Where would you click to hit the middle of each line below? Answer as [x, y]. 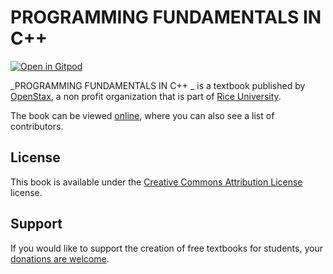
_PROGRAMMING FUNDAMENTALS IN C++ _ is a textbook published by [158, 85]
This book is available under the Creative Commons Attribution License [156, 182]
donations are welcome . [60, 258]
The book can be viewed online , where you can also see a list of [142, 115]
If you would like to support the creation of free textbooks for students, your [166, 248]
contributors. [37, 126]
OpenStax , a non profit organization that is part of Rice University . [146, 96]
